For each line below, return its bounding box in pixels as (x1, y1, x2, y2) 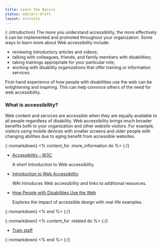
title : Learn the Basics (5, 7, 55, 12)
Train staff (12, 227, 33, 233)
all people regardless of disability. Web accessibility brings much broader (5, 117, 152, 124)
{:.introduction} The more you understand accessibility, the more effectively (5, 30, 157, 35)
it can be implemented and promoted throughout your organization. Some (5, 34, 153, 40)
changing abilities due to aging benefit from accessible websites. (5, 133, 135, 139)
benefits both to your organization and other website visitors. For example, (5, 123, 155, 129)
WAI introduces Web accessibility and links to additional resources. (12, 180, 147, 186)
